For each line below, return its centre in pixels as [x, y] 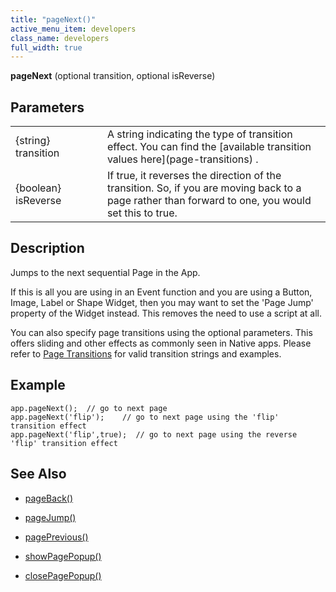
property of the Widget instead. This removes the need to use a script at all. [166, 313]
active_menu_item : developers [73, 29]
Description [47, 248]
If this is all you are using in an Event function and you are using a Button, [161, 292]
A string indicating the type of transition [199, 134]
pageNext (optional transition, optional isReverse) [113, 76]
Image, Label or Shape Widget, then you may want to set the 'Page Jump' [162, 302]
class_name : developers [60, 38]
